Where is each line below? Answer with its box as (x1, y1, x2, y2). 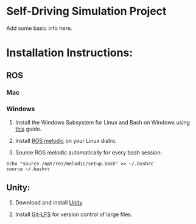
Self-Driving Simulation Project (6, 4, 167, 18)
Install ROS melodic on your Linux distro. (15, 137, 117, 144)
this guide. (15, 125, 42, 132)
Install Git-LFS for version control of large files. (15, 211, 133, 218)
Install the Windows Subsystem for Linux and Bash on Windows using (15, 118, 191, 126)
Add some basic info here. (6, 24, 72, 32)
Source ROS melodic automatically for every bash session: (15, 148, 163, 156)
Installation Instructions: (6, 46, 133, 60)
